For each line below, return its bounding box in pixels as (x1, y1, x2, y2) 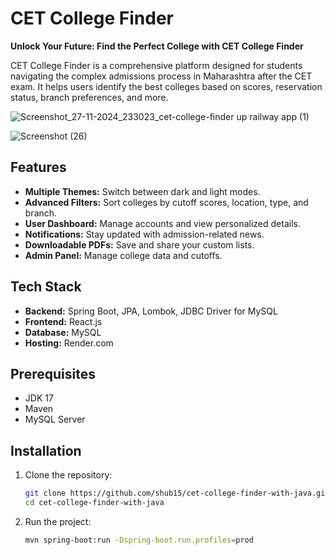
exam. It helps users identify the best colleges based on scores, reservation (10, 80, 323, 92)
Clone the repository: (24, 469, 113, 481)
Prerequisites (10, 365, 96, 382)
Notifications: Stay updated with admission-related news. (24, 228, 265, 240)
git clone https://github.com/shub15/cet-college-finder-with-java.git (24, 488, 330, 499)
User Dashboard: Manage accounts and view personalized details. (24, 217, 301, 229)
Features (10, 159, 67, 176)
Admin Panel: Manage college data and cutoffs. (24, 249, 223, 261)
